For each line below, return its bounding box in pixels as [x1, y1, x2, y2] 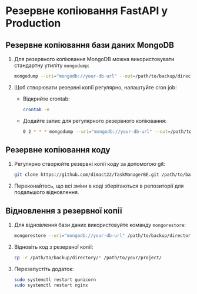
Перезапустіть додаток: [14, 265, 74, 272]
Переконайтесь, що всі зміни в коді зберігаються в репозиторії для [14, 182, 184, 189]
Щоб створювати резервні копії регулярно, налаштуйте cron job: [14, 83, 177, 91]
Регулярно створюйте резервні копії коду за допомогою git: [14, 161, 166, 168]
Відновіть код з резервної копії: [14, 243, 94, 250]
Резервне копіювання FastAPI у [5, 4, 168, 18]
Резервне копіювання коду [5, 145, 111, 155]
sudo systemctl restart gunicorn [14, 276, 96, 283]
